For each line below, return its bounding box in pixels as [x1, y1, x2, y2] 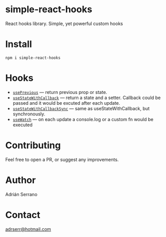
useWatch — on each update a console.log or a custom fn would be [12, 116, 154, 122]
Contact [5, 209, 40, 221]
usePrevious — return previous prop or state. [12, 89, 108, 95]
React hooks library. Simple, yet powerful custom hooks [5, 20, 123, 27]
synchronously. [12, 111, 46, 117]
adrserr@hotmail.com [5, 226, 51, 232]
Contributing [5, 139, 61, 151]
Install [5, 38, 32, 50]
